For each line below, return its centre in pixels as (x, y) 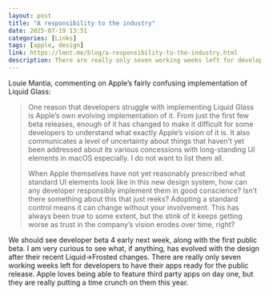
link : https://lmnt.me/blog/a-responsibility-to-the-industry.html (123, 53)
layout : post (30, 16)
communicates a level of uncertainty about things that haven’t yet (136, 141)
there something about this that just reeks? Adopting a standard (133, 199)
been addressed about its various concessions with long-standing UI (141, 149)
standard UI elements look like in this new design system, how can (137, 181)
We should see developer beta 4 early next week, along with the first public (133, 240)
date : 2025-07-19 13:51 (48, 30)
